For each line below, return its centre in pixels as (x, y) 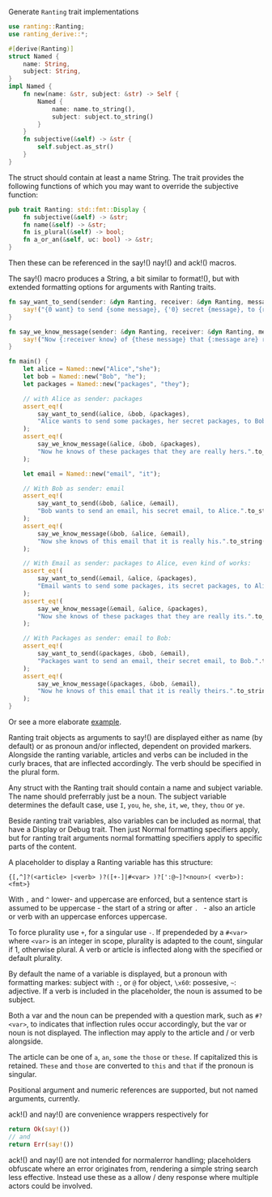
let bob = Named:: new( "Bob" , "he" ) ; (85, 377)
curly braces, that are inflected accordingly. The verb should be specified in (135, 763)
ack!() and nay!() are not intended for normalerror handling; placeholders (130, 1160)
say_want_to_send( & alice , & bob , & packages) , (114, 414)
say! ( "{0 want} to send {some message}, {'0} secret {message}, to (139, 309)
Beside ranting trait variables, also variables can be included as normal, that (135, 820)
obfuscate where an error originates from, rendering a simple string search (133, 1169)
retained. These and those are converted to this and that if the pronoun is (131, 1066)
